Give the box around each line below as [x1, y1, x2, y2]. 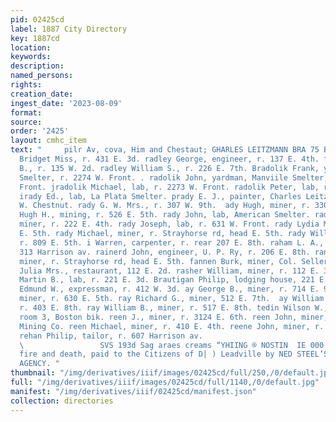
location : [10, 42, 52, 53]
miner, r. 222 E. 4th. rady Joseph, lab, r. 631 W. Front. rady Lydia [19, 219, 320, 230]
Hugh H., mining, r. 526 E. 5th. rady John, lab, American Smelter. [19, 210, 311, 220]
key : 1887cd [10, 33, 60, 43]
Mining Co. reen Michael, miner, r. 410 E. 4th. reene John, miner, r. [19, 321, 325, 331]
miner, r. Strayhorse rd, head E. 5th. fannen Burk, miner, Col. [19, 256, 298, 266]
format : [10, 107, 43, 118]
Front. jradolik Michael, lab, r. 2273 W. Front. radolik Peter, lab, [19, 182, 320, 192]
